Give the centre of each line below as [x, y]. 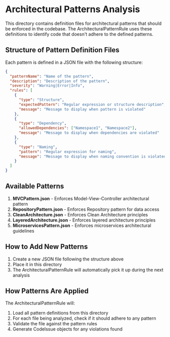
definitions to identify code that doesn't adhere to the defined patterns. [79, 34]
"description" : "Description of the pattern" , [60, 81]
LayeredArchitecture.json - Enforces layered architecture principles [84, 220]
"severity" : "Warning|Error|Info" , [47, 86]
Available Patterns [35, 186]
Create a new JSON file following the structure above [68, 259]
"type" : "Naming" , [38, 147]
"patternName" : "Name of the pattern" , [52, 76]
